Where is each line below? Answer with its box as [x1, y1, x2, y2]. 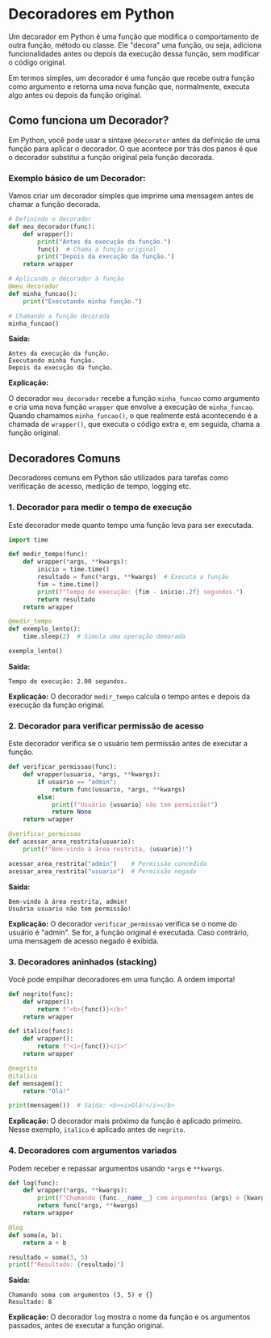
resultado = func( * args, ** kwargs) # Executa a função [37, 573, 229, 581]
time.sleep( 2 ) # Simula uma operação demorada [23, 632, 186, 641]
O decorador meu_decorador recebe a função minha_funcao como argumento [8, 394, 261, 403]
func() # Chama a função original [37, 245, 157, 253]
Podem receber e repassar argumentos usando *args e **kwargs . [8, 1163, 224, 1173]
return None [51, 808, 92, 817]
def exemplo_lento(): [8, 625, 81, 633]
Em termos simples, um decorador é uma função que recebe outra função [8, 73, 256, 82]
